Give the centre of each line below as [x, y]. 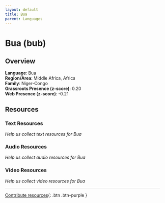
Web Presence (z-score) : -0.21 [37, 94]
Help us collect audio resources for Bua [45, 157]
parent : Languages [24, 19]
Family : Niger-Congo [27, 84]
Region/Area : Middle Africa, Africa [40, 78]
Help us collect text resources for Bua [43, 134]
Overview [20, 61]
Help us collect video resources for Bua [45, 181]
